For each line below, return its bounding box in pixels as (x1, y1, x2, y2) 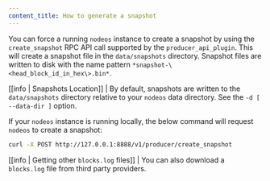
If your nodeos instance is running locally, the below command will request (8, 116, 254, 125)
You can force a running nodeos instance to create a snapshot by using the (8, 34, 255, 43)
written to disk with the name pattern (8, 60, 131, 69)
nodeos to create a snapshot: (8, 125, 102, 134)
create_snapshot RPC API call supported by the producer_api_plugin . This (8, 42, 254, 52)
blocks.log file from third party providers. (8, 163, 147, 173)
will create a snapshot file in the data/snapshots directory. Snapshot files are (8, 51, 262, 60)
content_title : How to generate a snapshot (8, 11, 157, 20)
